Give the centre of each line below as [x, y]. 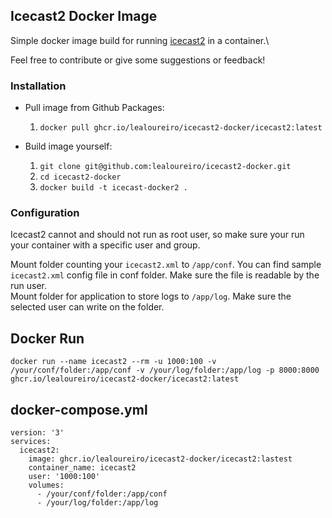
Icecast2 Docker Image [84, 16]
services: [31, 442]
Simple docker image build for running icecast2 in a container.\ [140, 40]
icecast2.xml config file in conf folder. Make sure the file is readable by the [165, 275]
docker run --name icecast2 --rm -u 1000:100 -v [113, 362]
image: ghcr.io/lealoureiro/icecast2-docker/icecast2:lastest [160, 459]
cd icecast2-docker [80, 177]
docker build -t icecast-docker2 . [113, 188]
